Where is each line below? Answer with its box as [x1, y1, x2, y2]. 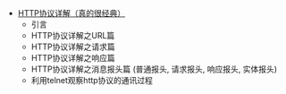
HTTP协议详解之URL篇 [30, 30, 115, 40]
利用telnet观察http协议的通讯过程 [30, 75, 154, 85]
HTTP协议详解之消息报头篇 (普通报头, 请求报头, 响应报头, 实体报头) [30, 64, 278, 74]
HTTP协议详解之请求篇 [30, 41, 116, 52]
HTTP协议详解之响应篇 [30, 53, 116, 63]
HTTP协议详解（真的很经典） [17, 8, 126, 18]
